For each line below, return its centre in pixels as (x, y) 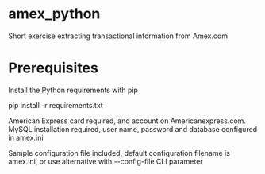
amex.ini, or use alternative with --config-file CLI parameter (106, 161)
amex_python (54, 14)
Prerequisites (54, 68)
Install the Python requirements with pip (73, 90)
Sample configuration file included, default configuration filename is (119, 153)
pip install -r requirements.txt (56, 105)
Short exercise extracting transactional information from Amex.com (118, 36)
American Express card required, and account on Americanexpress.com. (127, 121)
